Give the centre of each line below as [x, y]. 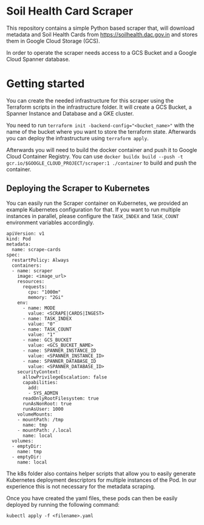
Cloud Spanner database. [38, 59]
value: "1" [42, 335]
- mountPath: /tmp [40, 420]
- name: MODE [39, 308]
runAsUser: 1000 [43, 409]
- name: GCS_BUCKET [47, 340]
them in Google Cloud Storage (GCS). [53, 41]
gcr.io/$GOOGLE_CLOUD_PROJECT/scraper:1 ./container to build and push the [101, 163]
